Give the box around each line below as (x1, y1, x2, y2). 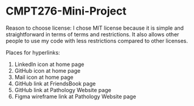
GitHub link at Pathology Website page (14, 86, 112, 93)
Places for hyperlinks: (5, 48, 60, 56)
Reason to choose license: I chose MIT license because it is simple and (5, 24, 184, 31)
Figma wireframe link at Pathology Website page (14, 93, 136, 100)
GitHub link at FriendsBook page (14, 80, 96, 87)
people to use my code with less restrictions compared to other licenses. (5, 37, 189, 44)
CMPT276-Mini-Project (5, 4, 127, 18)
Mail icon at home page (14, 73, 74, 81)
